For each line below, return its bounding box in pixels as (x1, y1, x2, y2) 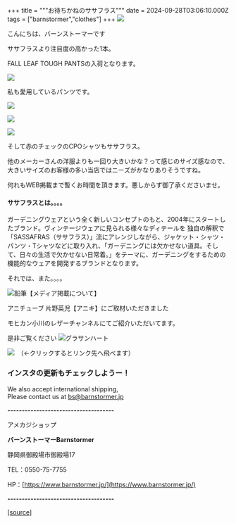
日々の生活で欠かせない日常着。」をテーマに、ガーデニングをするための (19, 251, 226, 259)
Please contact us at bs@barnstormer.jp (7, 392, 125, 401)
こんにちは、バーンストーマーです (7, 30, 106, 37)
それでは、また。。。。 (7, 274, 66, 283)
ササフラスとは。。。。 (7, 198, 66, 206)
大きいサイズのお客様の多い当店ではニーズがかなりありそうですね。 (7, 166, 204, 174)
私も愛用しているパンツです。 (7, 87, 94, 96)
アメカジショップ (7, 420, 57, 429)
